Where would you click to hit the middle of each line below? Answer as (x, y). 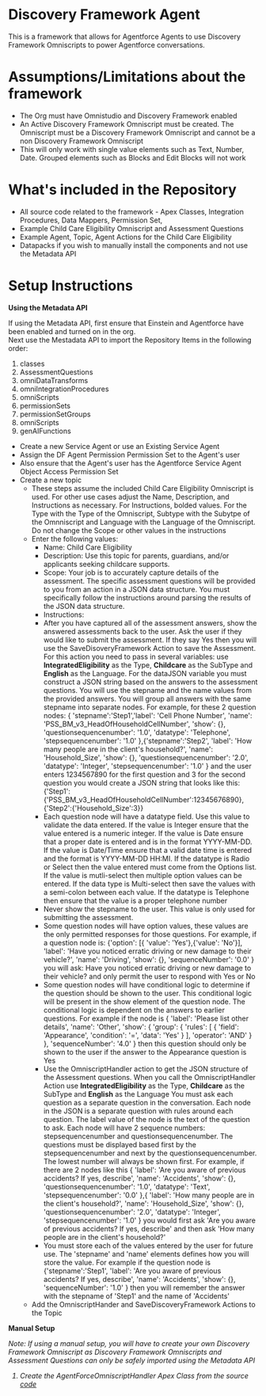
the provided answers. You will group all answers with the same (147, 698)
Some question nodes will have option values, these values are (146, 926)
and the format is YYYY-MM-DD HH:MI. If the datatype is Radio (146, 858)
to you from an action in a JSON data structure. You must (137, 589)
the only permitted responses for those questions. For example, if (150, 934)
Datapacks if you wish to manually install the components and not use (133, 245)
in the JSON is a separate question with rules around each (138, 1111)
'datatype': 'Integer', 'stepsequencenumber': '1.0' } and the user (147, 766)
